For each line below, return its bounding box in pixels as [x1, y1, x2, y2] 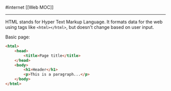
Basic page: [5, 34, 31, 40]
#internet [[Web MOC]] [5, 5, 54, 10]
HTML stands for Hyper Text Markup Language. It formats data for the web [5, 19, 163, 25]
